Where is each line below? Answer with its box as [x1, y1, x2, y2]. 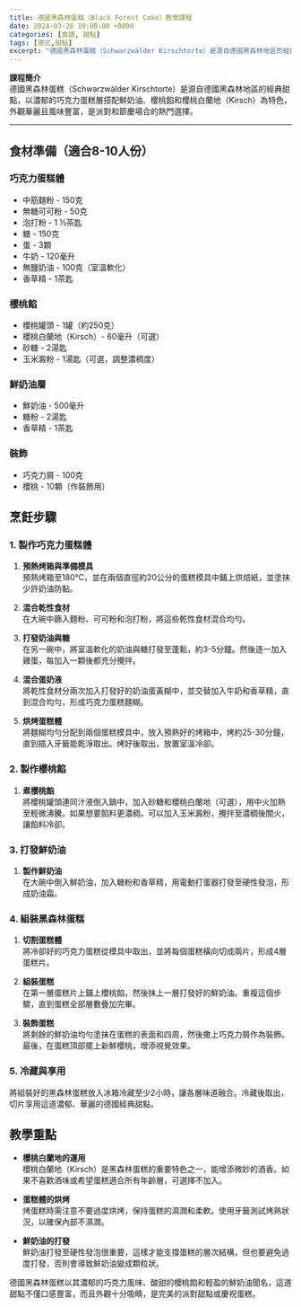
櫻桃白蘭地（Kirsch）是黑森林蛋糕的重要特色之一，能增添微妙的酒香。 [21, 1164, 282, 1175]
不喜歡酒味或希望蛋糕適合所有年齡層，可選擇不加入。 [30, 1175, 227, 1186]
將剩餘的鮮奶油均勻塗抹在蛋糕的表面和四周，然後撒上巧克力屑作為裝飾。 [21, 1029, 289, 1040]
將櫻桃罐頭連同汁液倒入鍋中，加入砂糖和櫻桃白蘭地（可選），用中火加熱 [21, 796, 286, 807]
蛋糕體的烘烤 [21, 1194, 70, 1205]
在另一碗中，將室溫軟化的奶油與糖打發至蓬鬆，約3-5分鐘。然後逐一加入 [21, 644, 288, 655]
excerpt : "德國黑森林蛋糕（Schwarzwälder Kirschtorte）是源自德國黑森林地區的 [9, 47, 284, 56]
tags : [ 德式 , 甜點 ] [9, 38, 73, 48]
